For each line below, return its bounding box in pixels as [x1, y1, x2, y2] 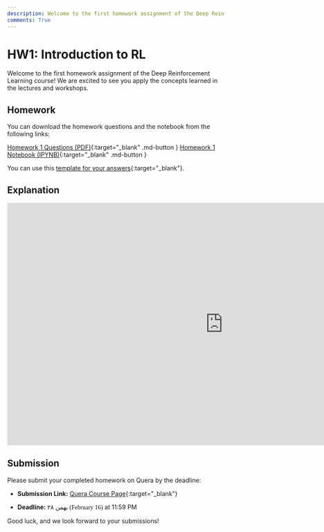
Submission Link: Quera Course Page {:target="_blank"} [17, 489, 178, 497]
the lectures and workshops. [7, 84, 89, 92]
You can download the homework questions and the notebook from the [7, 123, 210, 131]
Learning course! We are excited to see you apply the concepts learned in [7, 77, 218, 85]
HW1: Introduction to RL [7, 46, 147, 62]
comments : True [7, 17, 51, 24]
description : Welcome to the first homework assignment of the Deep [7, 10, 209, 17]
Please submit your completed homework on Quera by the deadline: [7, 476, 201, 484]
